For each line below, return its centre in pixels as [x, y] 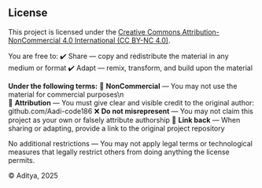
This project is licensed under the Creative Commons [94, 31]
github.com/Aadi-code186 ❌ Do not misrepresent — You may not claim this [131, 111]
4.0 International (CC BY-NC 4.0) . [116, 40]
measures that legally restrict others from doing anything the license [119, 152]
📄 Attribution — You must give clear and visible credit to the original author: [131, 102]
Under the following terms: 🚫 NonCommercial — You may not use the [123, 86]
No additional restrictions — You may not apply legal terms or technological [131, 143]
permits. [22, 160]
